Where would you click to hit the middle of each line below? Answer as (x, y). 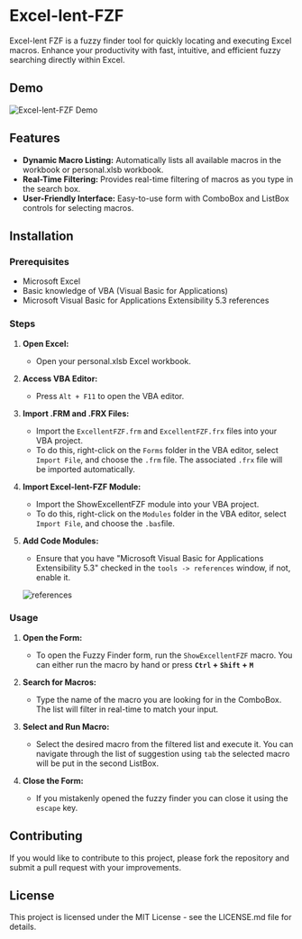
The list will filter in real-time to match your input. (127, 709)
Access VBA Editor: (60, 378)
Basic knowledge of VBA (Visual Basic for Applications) (125, 291)
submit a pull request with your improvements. (96, 867)
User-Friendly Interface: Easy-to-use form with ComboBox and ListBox (156, 198)
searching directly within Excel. (67, 59)
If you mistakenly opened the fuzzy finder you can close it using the (162, 798)
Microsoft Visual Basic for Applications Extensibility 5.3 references (146, 301)
